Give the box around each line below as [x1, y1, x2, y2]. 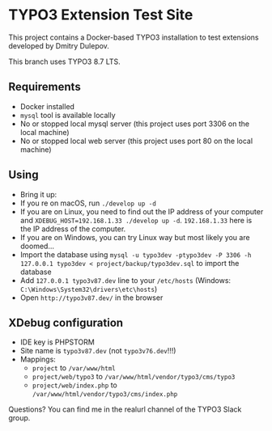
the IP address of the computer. [19, 224, 126, 234]
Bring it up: [19, 189, 57, 199]
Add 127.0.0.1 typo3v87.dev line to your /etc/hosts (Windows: [19, 275, 232, 285]
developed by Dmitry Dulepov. [8, 40, 109, 50]
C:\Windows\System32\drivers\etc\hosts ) [19, 284, 158, 294]
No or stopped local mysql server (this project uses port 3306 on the [19, 119, 249, 129]
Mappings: [19, 354, 57, 365]
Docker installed [19, 101, 75, 111]
